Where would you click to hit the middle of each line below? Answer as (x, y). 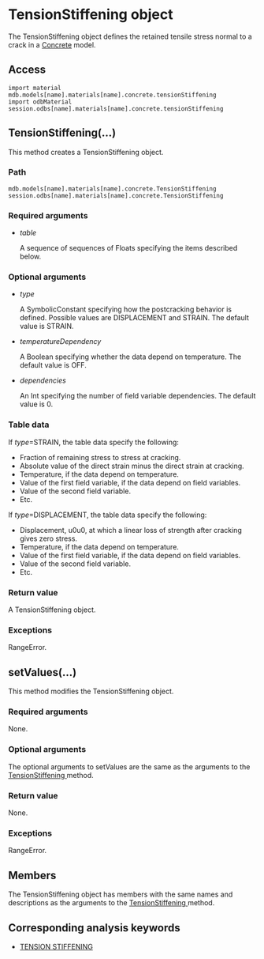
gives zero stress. (48, 538)
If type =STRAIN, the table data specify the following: (94, 442)
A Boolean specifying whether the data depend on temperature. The (130, 357)
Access (27, 70)
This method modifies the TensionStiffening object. (91, 691)
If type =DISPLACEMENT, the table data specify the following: (108, 515)
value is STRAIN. (46, 327)
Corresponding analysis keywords (95, 928)
